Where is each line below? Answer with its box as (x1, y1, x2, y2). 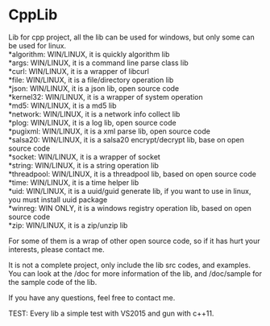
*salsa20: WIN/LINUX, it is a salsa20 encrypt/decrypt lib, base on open (8, 134, 244, 144)
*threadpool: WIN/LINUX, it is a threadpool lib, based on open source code (8, 169, 256, 179)
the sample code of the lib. (8, 277, 98, 287)
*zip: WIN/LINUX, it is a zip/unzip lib (8, 220, 128, 230)
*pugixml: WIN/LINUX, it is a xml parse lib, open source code (8, 126, 211, 136)
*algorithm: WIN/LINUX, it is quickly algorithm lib (8, 49, 170, 59)
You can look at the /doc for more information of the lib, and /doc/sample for (8, 268, 263, 279)
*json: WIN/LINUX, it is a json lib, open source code (8, 83, 180, 93)
